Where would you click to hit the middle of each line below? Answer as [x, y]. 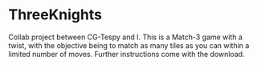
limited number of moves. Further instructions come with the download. [126, 54]
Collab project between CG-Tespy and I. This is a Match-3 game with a [126, 37]
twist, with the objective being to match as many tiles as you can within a [129, 45]
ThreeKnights [55, 15]
